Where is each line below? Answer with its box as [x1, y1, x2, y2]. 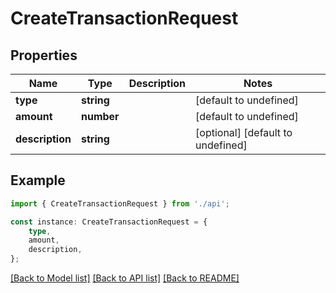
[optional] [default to [195, 126, 293, 139]
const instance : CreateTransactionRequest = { [10, 217, 208, 227]
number [80, 110, 120, 123]
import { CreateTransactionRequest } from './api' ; [10, 198, 230, 209]
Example [10, 172, 66, 189]
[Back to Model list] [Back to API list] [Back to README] [10, 272, 240, 284]
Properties [10, 47, 78, 64]
